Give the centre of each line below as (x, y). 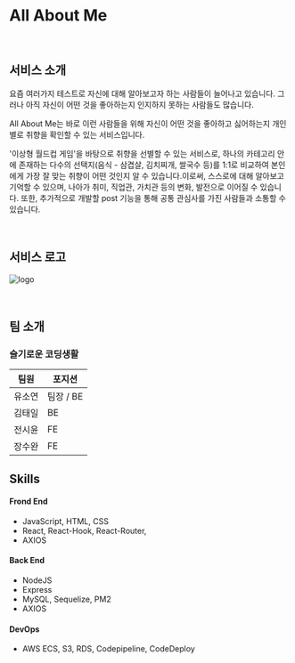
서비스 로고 (38, 258)
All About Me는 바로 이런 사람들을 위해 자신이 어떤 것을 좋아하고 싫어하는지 (139, 123)
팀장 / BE (66, 397)
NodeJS (37, 580)
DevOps (25, 629)
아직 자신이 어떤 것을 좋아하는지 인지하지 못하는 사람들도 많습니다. (139, 104)
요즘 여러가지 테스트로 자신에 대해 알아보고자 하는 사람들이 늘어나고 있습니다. (143, 93)
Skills (25, 478)
